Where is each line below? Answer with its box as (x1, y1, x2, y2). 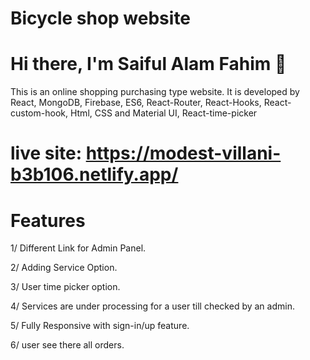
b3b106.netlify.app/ (10, 163, 179, 186)
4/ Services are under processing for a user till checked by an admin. (10, 300, 295, 312)
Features (10, 209, 86, 232)
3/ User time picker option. (10, 281, 121, 293)
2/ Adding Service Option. (10, 262, 118, 274)
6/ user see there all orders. (10, 339, 125, 351)
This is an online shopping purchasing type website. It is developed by (10, 86, 300, 98)
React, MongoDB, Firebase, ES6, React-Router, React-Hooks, (10, 97, 262, 109)
